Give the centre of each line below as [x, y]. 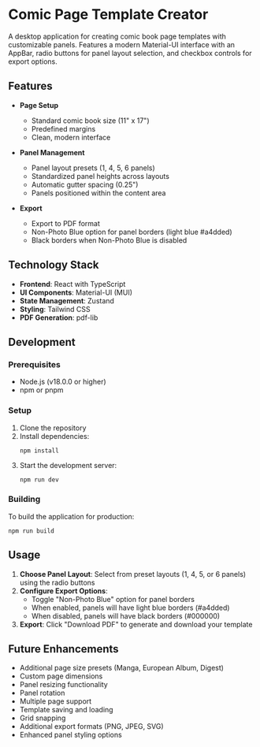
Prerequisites [34, 364]
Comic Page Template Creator [108, 15]
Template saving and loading [66, 710]
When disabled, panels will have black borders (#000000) [126, 615]
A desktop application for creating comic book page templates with [117, 36]
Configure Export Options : [63, 591]
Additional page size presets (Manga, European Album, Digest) [122, 668]
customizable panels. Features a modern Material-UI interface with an [121, 44]
